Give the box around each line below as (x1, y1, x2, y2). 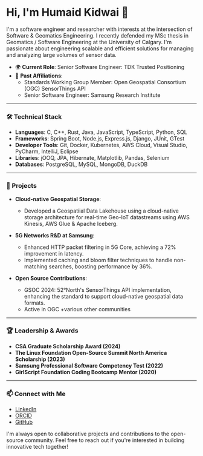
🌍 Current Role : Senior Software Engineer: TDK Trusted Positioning (14, 63, 185, 70)
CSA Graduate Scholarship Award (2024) (14, 342, 121, 350)
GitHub (14, 418, 33, 426)
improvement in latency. (24, 249, 84, 257)
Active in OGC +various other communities (24, 305, 131, 312)
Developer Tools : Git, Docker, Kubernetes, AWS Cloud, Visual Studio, (14, 142, 188, 149)
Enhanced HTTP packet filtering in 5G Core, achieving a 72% (24, 243, 176, 251)
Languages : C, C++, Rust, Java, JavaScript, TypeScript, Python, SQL (14, 128, 187, 136)
